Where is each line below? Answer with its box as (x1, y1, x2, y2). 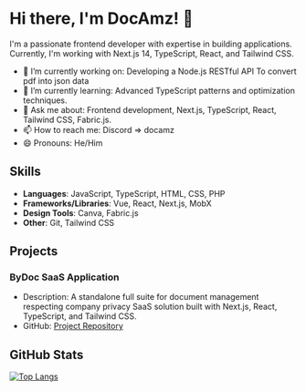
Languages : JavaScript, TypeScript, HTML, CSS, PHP (22, 188, 226, 199)
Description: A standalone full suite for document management (22, 292, 259, 303)
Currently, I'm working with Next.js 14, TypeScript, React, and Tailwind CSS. (9, 47, 294, 58)
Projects (9, 243, 58, 259)
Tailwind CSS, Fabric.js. (22, 114, 112, 125)
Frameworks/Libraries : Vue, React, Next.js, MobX (22, 198, 212, 209)
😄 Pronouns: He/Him (22, 137, 103, 149)
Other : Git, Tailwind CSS (22, 217, 115, 228)
